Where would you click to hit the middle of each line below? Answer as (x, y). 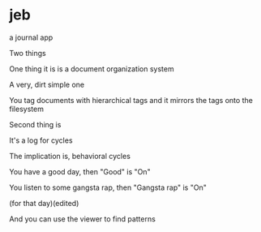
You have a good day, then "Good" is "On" (80, 171)
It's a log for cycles (41, 140)
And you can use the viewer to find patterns (83, 219)
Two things (28, 53)
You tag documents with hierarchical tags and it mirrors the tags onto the (131, 100)
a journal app (31, 37)
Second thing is (35, 124)
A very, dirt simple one (47, 84)
